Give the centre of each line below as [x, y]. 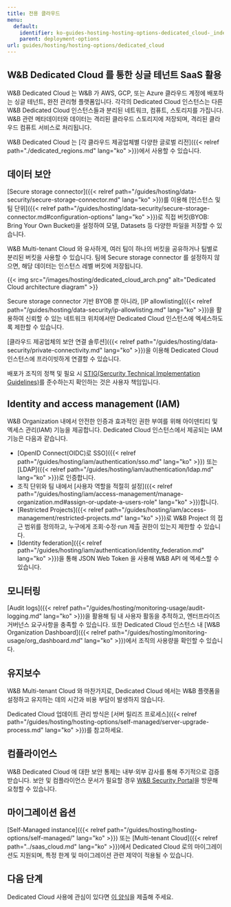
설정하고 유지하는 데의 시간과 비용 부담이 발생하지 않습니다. [86, 700]
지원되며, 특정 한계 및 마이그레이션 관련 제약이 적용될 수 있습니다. [107, 855]
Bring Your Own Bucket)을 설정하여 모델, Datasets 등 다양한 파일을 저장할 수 [111, 225]
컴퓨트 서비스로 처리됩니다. [56, 127]
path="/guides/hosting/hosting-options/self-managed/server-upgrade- [108, 722]
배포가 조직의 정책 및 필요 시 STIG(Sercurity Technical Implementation [104, 373]
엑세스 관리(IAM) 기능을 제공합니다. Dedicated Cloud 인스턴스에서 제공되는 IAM [115, 430]
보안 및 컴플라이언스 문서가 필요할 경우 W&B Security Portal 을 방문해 [125, 780]
